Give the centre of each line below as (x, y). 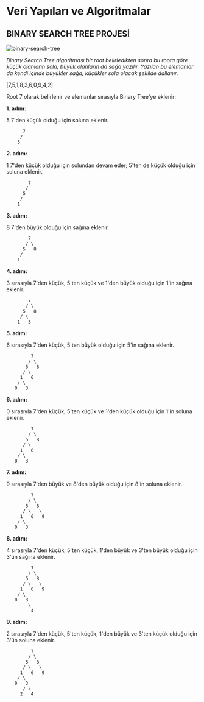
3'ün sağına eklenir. (31, 557)
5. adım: (17, 333)
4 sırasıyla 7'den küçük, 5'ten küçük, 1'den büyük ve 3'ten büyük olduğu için (102, 550)
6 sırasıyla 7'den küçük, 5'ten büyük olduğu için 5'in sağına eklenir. (90, 345)
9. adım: (17, 622)
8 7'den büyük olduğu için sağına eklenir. (58, 227)
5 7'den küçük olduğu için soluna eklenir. (58, 120)
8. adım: (17, 538)
